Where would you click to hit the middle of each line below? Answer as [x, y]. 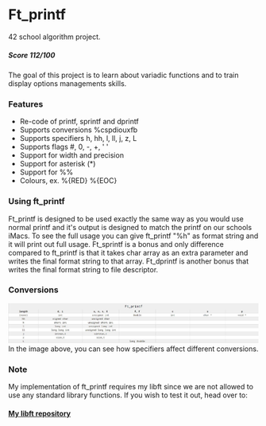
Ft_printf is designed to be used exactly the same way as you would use [126, 219]
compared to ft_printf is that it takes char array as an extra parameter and [128, 252]
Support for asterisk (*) [58, 164]
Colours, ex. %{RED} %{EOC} [68, 181]
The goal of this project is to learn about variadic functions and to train [123, 75]
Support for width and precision [72, 155]
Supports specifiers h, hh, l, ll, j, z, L [78, 139]
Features [26, 104]
